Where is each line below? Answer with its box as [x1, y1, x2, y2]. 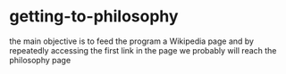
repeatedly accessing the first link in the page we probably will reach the [9, 45, 277, 55]
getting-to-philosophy [9, 6, 179, 27]
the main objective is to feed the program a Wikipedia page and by [9, 36, 255, 46]
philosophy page [9, 54, 71, 65]
